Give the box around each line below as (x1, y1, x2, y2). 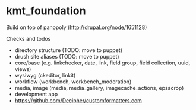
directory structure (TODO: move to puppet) (14, 46, 123, 54)
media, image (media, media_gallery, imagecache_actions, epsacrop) (14, 84, 184, 91)
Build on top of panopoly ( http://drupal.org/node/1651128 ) (6, 24, 147, 31)
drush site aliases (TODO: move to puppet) (14, 53, 120, 60)
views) (14, 65, 31, 72)
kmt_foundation (6, 4, 86, 18)
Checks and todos (6, 35, 51, 42)
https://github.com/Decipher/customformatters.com (14, 96, 143, 104)
